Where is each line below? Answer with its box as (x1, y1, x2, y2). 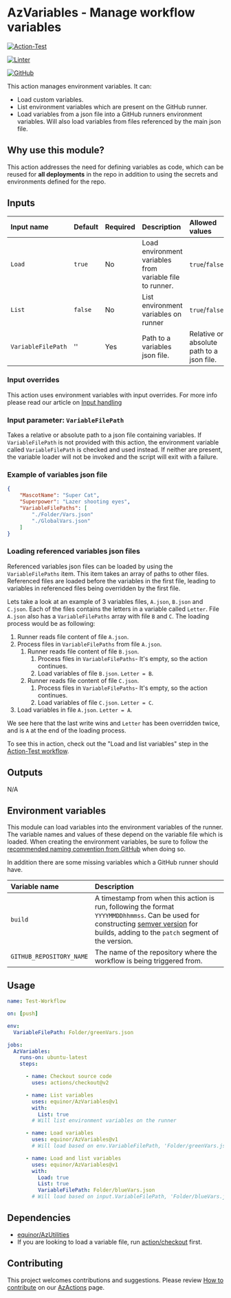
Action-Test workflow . (7, 747, 69, 755)
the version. (95, 937, 133, 946)
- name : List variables (25, 1091, 94, 1099)
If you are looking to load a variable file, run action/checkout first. (16, 1238, 203, 1246)
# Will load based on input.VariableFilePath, (32, 1194, 168, 1200)
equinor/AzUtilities (16, 1230, 70, 1238)
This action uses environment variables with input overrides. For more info (7, 390, 218, 399)
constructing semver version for (95, 919, 198, 929)
